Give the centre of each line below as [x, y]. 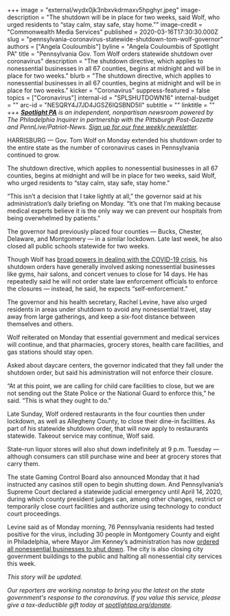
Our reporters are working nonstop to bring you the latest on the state [106, 590]
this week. [22, 563]
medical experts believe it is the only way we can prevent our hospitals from [115, 211]
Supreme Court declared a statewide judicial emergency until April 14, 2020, [115, 492]
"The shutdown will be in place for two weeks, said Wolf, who [133, 17]
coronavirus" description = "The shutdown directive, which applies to [105, 61]
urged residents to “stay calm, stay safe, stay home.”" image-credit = [105, 24]
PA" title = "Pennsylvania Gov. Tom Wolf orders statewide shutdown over [110, 54]
